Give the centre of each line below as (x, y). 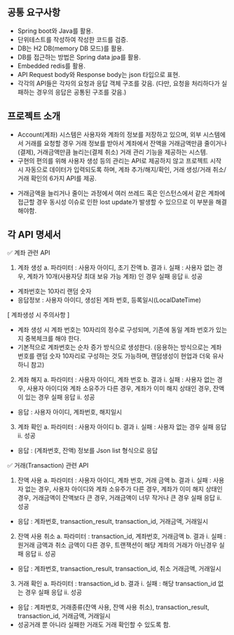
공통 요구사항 (34, 13)
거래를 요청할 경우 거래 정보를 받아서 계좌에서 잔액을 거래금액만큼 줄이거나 (126, 143)
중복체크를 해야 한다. (53, 339)
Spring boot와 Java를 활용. (55, 31)
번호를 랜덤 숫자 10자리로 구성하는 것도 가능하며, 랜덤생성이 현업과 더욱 (114, 356)
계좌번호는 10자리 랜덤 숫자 (54, 291)
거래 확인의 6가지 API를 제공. (57, 178)
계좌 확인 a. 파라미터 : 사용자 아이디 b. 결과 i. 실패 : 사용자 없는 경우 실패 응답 (122, 427)
